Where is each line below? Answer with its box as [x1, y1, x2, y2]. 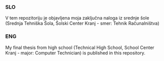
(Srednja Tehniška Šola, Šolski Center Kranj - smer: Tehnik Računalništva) [5, 20, 159, 26]
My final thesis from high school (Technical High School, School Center [5, 44, 155, 50]
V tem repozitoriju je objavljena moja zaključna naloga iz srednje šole [5, 15, 150, 21]
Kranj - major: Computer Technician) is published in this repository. [5, 49, 146, 56]
